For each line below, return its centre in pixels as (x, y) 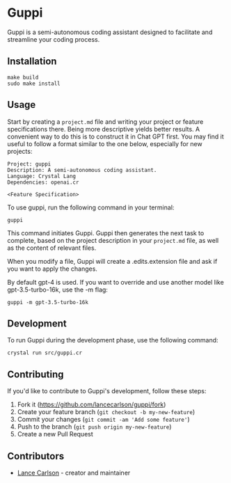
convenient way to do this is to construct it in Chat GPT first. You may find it (115, 136)
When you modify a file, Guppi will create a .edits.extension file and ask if (112, 261)
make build (23, 77)
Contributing (35, 374)
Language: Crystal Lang (42, 176)
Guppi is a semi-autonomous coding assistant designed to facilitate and (110, 32)
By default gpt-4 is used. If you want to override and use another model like (115, 282)
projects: (20, 151)
